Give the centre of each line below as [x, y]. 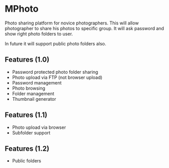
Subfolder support [31, 132]
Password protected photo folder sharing [55, 72]
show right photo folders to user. [39, 34]
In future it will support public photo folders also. [56, 43]
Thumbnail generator [34, 99]
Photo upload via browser [39, 127]
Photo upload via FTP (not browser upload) [57, 77]
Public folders [27, 161]
